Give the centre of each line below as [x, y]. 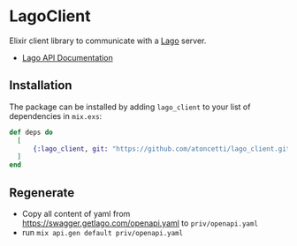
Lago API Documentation [67, 57]
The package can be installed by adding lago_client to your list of [130, 107]
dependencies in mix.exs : [56, 116]
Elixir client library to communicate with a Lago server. [108, 41]
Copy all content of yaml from [76, 213]
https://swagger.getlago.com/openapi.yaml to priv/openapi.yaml [140, 223]
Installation [41, 86]
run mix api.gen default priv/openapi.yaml [103, 232]
